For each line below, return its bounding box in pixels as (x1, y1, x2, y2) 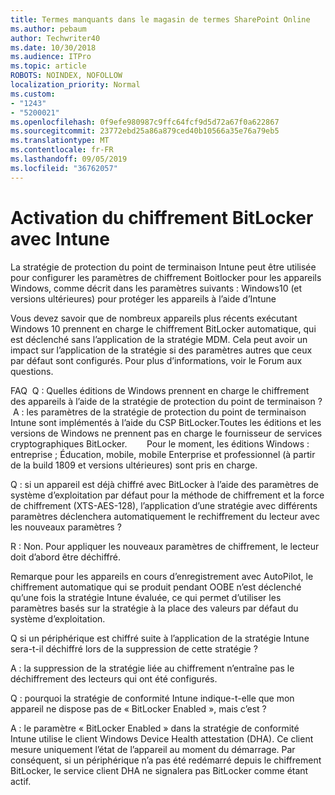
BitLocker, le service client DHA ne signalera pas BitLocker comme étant (10, 764, 309, 776)
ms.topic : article (10, 61, 87, 71)
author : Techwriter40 (10, 33, 101, 43)
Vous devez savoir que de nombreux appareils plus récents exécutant (10, 312, 298, 324)
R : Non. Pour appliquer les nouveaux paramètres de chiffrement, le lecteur (10, 540, 320, 552)
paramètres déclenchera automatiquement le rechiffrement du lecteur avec (10, 510, 321, 522)
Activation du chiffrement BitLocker (10, 206, 314, 229)
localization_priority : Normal (10, 80, 141, 90)
